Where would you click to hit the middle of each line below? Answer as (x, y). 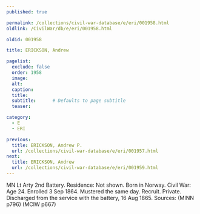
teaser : (22, 107)
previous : (19, 139)
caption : (23, 89)
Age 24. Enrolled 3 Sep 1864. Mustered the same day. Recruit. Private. (94, 191)
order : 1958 (27, 73)
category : (19, 118)
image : (20, 78)
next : (13, 156)
